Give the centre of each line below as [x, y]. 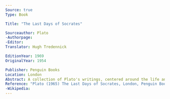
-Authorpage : [19, 38]
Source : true [19, 10]
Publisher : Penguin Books [32, 70]
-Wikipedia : [18, 89]
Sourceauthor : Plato [27, 33]
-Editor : [14, 42]
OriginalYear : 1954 [26, 61]
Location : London [24, 75]
